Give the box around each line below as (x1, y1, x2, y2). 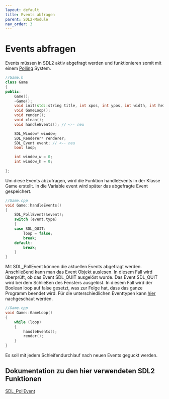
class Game (5, 80, 28, 85)
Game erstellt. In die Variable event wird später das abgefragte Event (5, 183, 148, 189)
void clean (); (14, 117, 44, 123)
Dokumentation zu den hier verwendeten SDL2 (5, 367, 155, 375)
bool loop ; (14, 145, 37, 151)
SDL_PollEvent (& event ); (14, 212, 64, 217)
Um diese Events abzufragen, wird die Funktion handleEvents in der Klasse (5, 177, 160, 183)
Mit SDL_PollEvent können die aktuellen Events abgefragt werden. (5, 264, 142, 270)
